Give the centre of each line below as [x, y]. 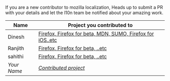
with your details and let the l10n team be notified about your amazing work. [84, 13]
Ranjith [16, 48]
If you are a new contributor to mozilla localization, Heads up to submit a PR [84, 7]
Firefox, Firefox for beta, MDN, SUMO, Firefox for [96, 34]
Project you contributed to [100, 25]
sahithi [16, 56]
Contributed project [61, 68]
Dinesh [16, 37]
